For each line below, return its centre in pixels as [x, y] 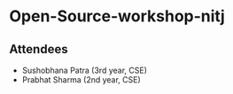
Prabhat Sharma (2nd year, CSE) [82, 80]
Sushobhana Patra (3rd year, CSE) [85, 70]
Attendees [39, 49]
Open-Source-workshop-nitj [117, 16]
